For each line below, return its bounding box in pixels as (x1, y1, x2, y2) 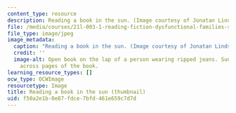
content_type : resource (7, 10, 77, 18)
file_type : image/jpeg (7, 29, 74, 37)
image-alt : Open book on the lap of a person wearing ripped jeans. (13, 56, 218, 63)
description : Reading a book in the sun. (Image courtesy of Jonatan (7, 17, 216, 24)
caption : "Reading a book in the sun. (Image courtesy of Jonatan (13, 43, 212, 50)
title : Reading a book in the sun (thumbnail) (7, 88, 146, 95)
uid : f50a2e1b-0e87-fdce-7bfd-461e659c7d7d (7, 95, 137, 102)
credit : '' (13, 50, 46, 57)
